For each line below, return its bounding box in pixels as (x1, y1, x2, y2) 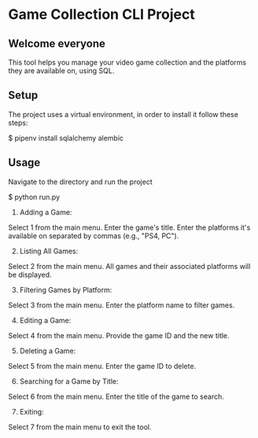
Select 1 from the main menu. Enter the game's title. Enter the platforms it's (8, 223, 251, 232)
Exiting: (19, 407, 45, 416)
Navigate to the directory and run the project (8, 177, 153, 186)
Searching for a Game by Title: (19, 376, 119, 386)
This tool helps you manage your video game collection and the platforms (8, 57, 246, 67)
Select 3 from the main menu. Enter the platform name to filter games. (8, 300, 235, 310)
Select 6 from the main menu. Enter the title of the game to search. (8, 392, 224, 401)
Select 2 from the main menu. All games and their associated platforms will (8, 261, 251, 271)
